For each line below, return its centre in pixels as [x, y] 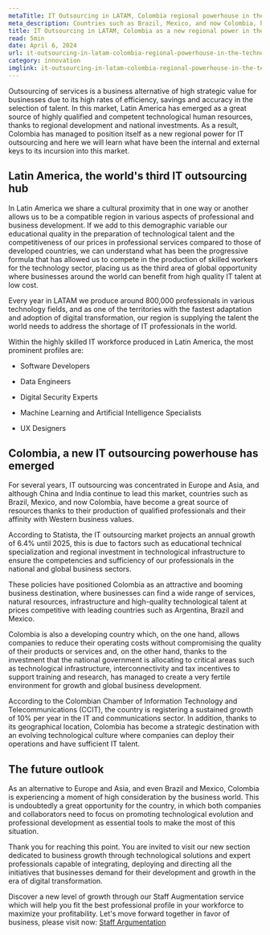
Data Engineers [45, 381]
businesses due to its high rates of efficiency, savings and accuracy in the [131, 99]
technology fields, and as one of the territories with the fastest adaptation [130, 309]
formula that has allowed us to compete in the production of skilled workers [133, 259]
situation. [24, 831]
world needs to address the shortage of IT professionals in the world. [123, 326]
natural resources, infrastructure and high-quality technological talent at [128, 602]
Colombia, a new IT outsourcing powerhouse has [133, 453]
